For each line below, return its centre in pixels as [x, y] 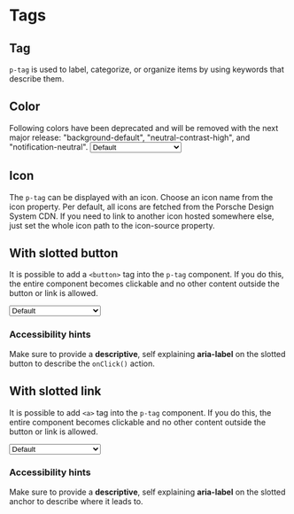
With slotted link [55, 391]
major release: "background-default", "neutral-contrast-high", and [130, 137]
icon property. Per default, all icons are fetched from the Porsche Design [142, 206]
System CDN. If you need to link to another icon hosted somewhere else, [142, 216]
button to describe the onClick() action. [82, 363]
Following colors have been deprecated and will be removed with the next [144, 128]
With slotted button [64, 253]
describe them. [37, 79]
